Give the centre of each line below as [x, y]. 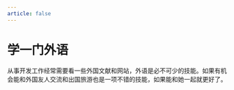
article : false [29, 13]
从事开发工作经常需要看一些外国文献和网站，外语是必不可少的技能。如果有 [114, 71]
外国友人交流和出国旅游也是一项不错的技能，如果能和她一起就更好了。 [126, 79]
